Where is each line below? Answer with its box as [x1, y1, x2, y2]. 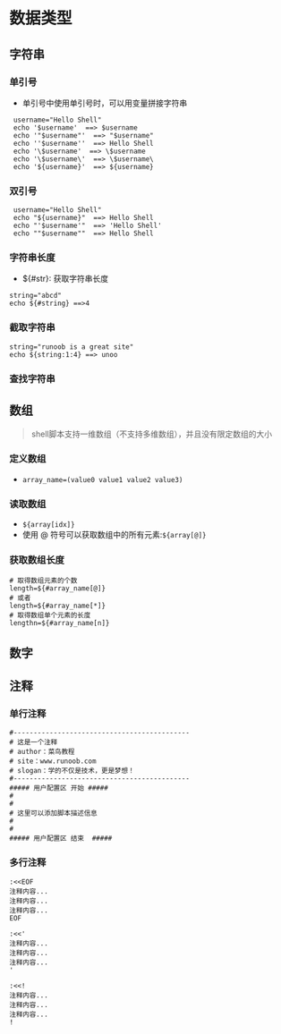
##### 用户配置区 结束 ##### [9, 834, 113, 843]
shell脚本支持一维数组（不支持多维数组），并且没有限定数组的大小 [30, 428, 273, 439]
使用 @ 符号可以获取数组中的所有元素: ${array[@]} [21, 530, 207, 540]
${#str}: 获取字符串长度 [21, 274, 109, 284]
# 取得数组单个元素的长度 [9, 611, 91, 620]
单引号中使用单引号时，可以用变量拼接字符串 [21, 97, 188, 108]
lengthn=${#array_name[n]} [9, 619, 110, 628]
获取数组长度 [9, 554, 65, 566]
